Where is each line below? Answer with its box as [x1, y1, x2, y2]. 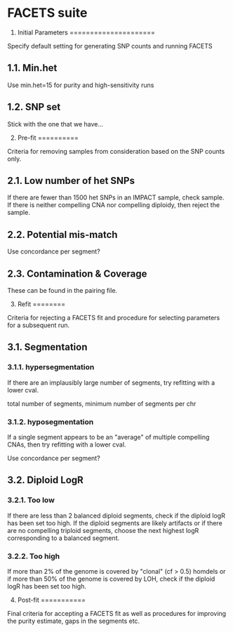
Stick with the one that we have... [7, 119, 104, 128]
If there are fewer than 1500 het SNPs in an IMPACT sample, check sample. [7, 193, 225, 202]
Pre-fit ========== [17, 133, 79, 142]
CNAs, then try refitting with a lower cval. [7, 440, 126, 449]
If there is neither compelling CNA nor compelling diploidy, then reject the [7, 201, 220, 209]
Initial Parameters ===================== [17, 28, 156, 37]
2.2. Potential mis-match [7, 228, 118, 240]
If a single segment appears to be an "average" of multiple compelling [7, 433, 210, 441]
